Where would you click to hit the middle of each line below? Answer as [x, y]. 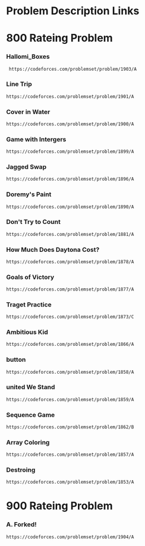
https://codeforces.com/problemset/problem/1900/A [70, 124]
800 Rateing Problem [59, 38]
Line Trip [19, 84]
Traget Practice [29, 304]
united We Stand [31, 387]
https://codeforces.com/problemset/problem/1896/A [70, 179]
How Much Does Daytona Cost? [53, 250]
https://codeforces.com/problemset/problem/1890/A [70, 207]
